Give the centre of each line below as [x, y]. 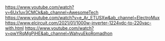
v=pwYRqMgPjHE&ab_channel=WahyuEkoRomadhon [59, 33]
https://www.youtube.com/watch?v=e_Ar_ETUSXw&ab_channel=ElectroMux [82, 18]
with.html [15, 28]
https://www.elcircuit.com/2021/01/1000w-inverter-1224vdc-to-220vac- [78, 23]
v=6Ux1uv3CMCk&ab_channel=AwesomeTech [52, 12]
